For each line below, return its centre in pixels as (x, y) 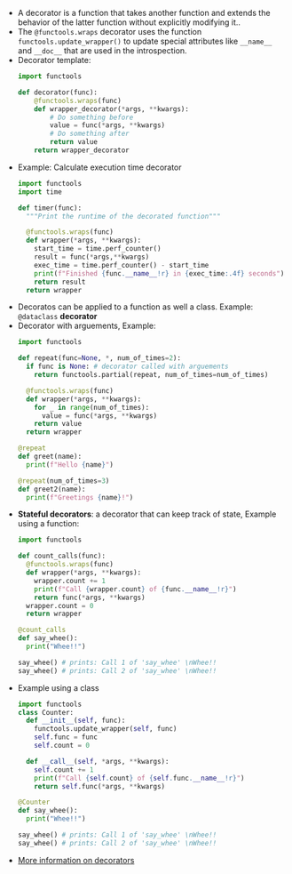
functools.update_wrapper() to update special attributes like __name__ (145, 41)
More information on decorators (76, 860)
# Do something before (92, 117)
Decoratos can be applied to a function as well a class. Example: (135, 307)
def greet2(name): (51, 489)
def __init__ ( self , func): (76, 721)
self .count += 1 (64, 770)
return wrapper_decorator (82, 150)
